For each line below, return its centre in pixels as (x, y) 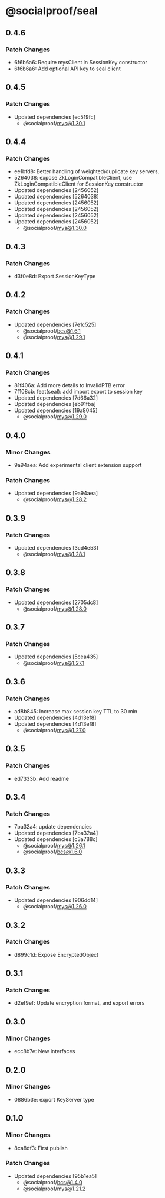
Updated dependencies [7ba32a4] (56, 833)
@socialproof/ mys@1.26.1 (54, 846)
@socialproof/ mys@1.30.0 (55, 228)
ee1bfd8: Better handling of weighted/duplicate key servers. (87, 171)
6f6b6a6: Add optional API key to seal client (67, 69)
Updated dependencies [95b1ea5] (55, 1176)
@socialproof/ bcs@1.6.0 (52, 852)
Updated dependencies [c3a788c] (56, 839)
